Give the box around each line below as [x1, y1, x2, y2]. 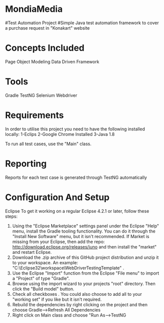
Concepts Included [5, 42, 85, 54]
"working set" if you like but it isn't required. [12, 296, 102, 302]
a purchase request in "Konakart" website [5, 25, 90, 31]
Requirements [5, 110, 64, 121]
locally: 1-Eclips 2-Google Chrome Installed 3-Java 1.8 [5, 131, 115, 137]
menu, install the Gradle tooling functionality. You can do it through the [12, 228, 156, 234]
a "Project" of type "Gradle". [12, 275, 70, 281]
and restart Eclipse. [12, 249, 52, 255]
